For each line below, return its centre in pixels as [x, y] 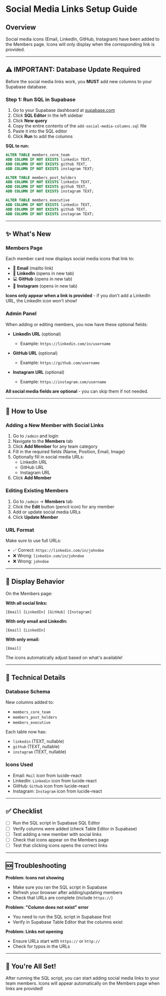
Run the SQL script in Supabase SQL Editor [56, 823]
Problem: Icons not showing [35, 877]
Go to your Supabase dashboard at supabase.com [64, 110]
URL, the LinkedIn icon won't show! [41, 301]
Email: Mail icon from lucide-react [47, 775]
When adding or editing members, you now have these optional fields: [77, 324]
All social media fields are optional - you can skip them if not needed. [77, 391]
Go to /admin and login [35, 436]
